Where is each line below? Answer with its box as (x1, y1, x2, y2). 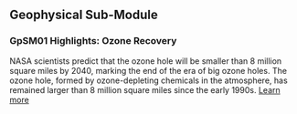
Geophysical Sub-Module (9, 7, 158, 23)
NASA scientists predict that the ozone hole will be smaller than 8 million (9, 55, 282, 67)
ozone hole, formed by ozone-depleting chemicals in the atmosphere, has (9, 75, 288, 86)
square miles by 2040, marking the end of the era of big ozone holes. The (9, 65, 288, 76)
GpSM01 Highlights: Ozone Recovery (9, 35, 177, 47)
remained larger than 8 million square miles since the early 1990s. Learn (9, 84, 281, 95)
